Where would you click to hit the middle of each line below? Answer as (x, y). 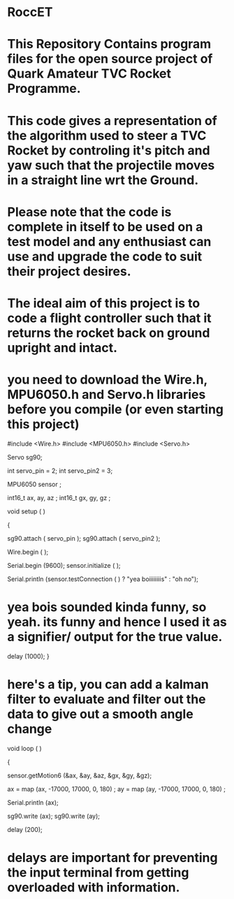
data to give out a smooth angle (100, 714)
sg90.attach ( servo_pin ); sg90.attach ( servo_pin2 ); (84, 538)
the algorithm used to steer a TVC (107, 135)
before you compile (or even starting (116, 410)
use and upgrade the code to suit (105, 256)
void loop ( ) (24, 748)
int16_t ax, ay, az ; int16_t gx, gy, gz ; (59, 497)
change (30, 729)
